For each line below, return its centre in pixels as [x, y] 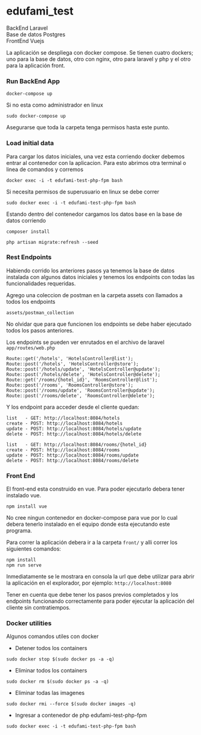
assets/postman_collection [40, 313]
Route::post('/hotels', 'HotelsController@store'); [72, 364]
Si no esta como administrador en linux [55, 105]
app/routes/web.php [31, 348]
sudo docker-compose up [36, 116]
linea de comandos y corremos [45, 169]
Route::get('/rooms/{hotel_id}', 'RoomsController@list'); [82, 380]
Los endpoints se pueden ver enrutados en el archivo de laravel [85, 342]
